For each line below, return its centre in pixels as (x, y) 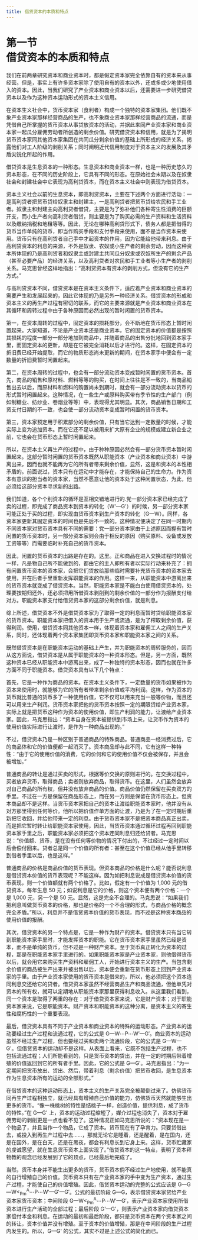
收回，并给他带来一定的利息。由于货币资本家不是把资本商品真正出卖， (107, 818)
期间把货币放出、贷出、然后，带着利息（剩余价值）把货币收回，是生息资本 (101, 1070)
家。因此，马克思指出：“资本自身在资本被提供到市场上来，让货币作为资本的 (98, 719)
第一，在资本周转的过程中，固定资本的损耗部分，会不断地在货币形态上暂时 (96, 322)
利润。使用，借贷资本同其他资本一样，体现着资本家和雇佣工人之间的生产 (99, 627)
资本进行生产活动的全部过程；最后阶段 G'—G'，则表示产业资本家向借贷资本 (98, 1209)
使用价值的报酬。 (27, 919)
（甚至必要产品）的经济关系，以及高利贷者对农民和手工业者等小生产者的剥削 (99, 260)
